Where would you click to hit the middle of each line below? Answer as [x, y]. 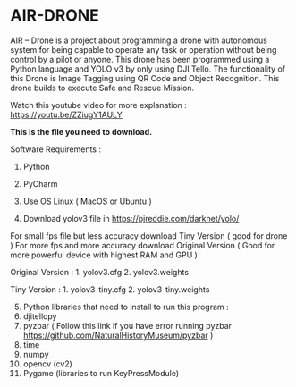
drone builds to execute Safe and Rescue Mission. [102, 88]
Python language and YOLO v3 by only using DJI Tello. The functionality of [148, 69]
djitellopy [40, 316]
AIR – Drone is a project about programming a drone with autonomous [139, 40]
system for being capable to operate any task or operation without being [144, 49]
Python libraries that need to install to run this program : [126, 307]
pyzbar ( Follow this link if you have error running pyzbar [127, 325]
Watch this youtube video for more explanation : [98, 105]
